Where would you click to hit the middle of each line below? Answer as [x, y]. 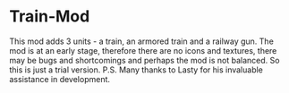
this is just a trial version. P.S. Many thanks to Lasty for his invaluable [136, 70]
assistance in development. [59, 79]
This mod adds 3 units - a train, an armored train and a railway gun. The [142, 41]
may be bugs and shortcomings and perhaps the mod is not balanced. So [144, 60]
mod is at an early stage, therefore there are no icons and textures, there [143, 50]
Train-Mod [50, 17]
